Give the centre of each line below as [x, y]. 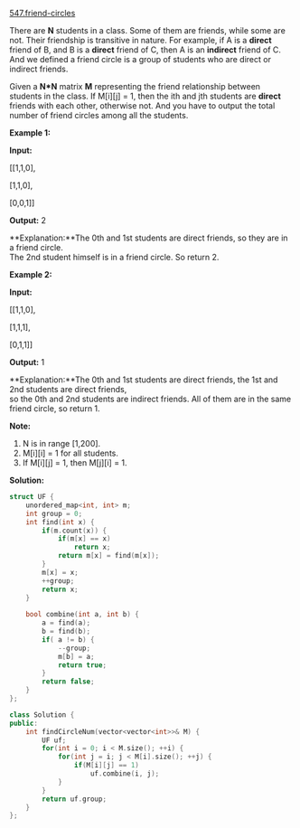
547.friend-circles [42, 13]
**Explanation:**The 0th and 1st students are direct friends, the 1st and [144, 380]
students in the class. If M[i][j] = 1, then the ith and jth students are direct [145, 96]
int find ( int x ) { [60, 522]
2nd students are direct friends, [68, 389]
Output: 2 [28, 220]
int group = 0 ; [54, 513]
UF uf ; [54, 740]
